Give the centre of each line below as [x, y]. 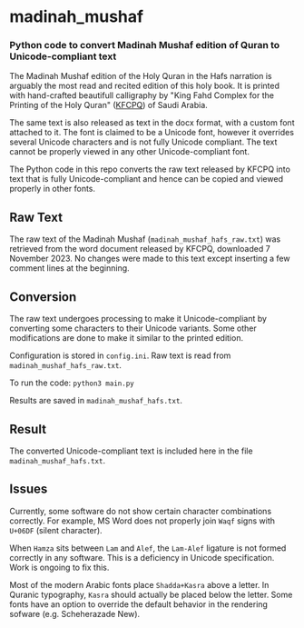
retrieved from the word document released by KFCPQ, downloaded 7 [140, 249]
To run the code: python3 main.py [72, 383]
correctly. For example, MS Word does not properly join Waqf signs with [142, 521]
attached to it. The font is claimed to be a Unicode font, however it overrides [152, 133]
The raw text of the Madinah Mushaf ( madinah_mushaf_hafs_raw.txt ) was [145, 239]
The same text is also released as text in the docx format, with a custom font [152, 123]
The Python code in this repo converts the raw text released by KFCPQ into [150, 169]
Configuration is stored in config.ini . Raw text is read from [120, 355]
